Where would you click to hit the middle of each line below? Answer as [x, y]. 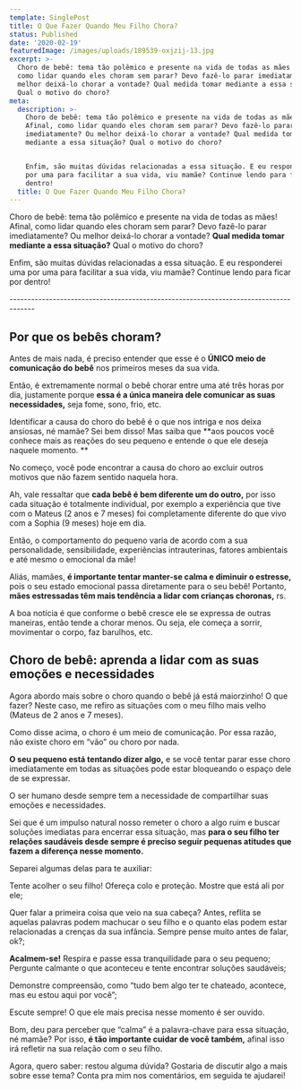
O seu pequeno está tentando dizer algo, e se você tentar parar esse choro [150, 759]
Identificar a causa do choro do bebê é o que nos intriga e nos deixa [135, 422]
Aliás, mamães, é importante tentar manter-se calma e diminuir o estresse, [150, 577]
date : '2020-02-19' [46, 43]
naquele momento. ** [49, 451]
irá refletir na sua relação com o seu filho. [86, 1048]
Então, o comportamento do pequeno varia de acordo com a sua [129, 541]
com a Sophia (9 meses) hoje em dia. [78, 523]
